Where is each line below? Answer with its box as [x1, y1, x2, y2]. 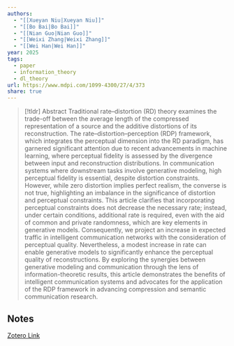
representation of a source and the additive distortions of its [24, 122, 198, 130]
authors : [7, 10, 33, 17]
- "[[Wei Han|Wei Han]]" [13, 43, 86, 50]
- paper [13, 62, 36, 69]
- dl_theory [13, 75, 49, 82]
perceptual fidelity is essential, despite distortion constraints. [24, 174, 200, 182]
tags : [7, 56, 23, 63]
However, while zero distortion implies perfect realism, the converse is [24, 181, 227, 190]
